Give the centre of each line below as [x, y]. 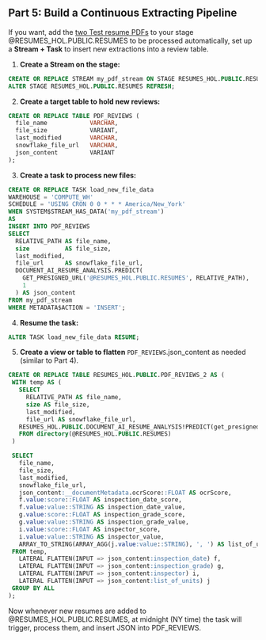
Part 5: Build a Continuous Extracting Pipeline [123, 13]
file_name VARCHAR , [67, 123]
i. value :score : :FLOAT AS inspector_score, [89, 529]
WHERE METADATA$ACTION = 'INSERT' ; [67, 307]
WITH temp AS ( [36, 383]
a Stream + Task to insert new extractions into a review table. [108, 49]
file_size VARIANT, [67, 131]
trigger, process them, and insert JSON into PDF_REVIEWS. [105, 627]
